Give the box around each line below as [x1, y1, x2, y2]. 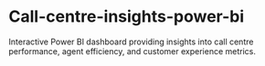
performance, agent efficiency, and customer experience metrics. [8, 45, 257, 56]
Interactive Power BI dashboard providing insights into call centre [8, 36, 254, 47]
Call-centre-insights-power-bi [8, 6, 245, 27]
